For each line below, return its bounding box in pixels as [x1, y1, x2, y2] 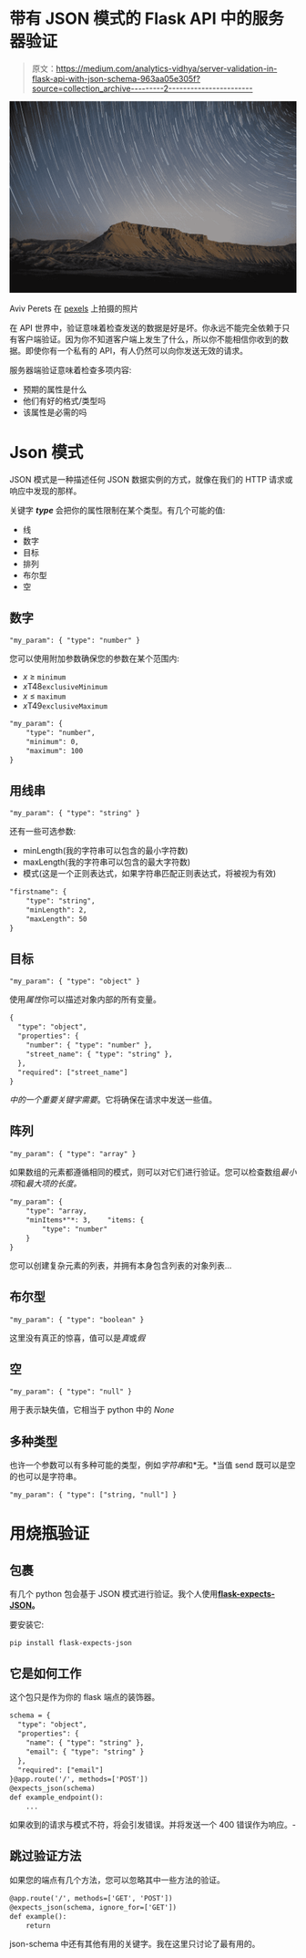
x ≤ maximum [22, 690, 66, 702]
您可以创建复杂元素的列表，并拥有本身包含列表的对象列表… [9, 1259, 232, 1270]
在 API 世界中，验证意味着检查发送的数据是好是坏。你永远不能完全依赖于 [9, 322, 282, 333]
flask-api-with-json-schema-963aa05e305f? [31, 73, 200, 84]
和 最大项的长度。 [17, 1177, 82, 1188]
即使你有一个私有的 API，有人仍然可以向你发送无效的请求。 [25, 345, 249, 356]
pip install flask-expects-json [9, 1639, 132, 1648]
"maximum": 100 [25, 747, 84, 756]
